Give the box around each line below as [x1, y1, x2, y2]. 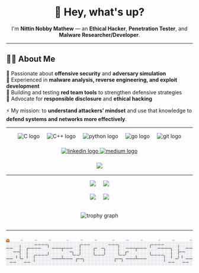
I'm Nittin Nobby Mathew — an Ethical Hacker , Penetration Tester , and [11, 25, 188, 32]
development [6, 82, 40, 90]
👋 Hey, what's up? [54, 5, 145, 19]
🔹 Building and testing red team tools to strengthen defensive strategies [6, 88, 182, 96]
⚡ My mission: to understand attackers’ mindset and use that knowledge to [6, 107, 192, 114]
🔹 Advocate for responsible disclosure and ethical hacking [6, 95, 153, 102]
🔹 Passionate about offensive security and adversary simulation [6, 69, 166, 77]
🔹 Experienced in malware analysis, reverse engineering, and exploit [6, 76, 178, 83]
